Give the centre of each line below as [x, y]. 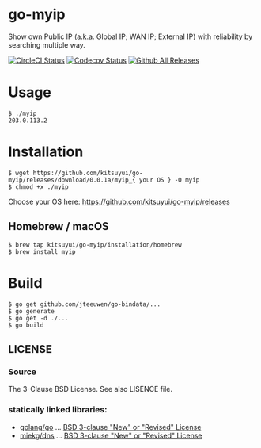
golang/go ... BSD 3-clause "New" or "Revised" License [110, 427]
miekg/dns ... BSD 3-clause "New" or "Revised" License [111, 435]
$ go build [26, 325]
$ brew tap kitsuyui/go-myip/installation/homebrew [95, 245]
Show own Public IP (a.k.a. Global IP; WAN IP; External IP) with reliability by [130, 36]
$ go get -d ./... [38, 318]
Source [23, 372]
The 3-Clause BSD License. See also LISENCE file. [90, 389]
